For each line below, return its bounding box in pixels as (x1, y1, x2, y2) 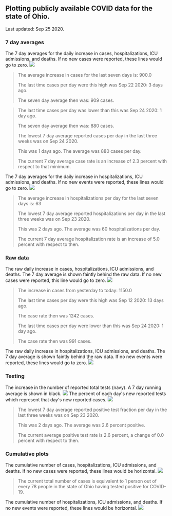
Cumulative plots (5, 450, 49, 457)
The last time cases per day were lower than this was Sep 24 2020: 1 (17, 323, 164, 329)
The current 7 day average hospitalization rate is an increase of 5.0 (17, 236, 160, 242)
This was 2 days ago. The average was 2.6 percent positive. (17, 422, 145, 428)
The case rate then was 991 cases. (17, 338, 92, 344)
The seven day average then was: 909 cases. (17, 97, 114, 103)
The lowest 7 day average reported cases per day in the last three (17, 133, 158, 139)
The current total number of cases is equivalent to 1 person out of (17, 478, 157, 484)
